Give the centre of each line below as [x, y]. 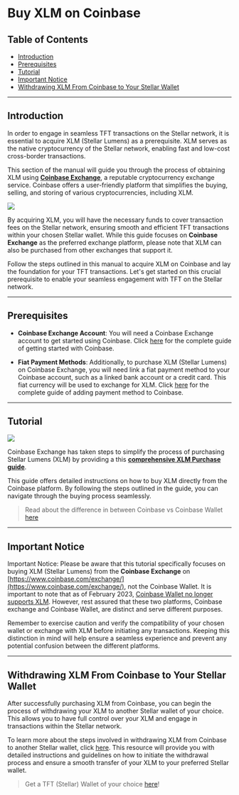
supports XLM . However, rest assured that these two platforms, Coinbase [115, 602]
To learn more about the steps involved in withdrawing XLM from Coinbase [117, 740]
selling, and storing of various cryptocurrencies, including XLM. [101, 192]
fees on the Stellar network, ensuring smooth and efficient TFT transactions [118, 227]
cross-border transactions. [47, 156]
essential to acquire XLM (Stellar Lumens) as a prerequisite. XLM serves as [117, 141]
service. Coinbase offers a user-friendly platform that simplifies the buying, [117, 185]
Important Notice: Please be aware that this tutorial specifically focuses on [117, 564]
